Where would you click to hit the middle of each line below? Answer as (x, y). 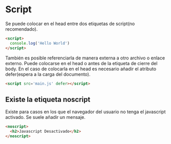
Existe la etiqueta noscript (48, 99)
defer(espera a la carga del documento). (48, 74)
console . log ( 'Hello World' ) (40, 43)
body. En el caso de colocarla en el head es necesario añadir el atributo (81, 69)
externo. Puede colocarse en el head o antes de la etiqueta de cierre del (81, 63)
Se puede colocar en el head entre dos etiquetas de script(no (70, 24)
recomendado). (22, 29)
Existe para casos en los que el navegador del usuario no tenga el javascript (85, 112)
